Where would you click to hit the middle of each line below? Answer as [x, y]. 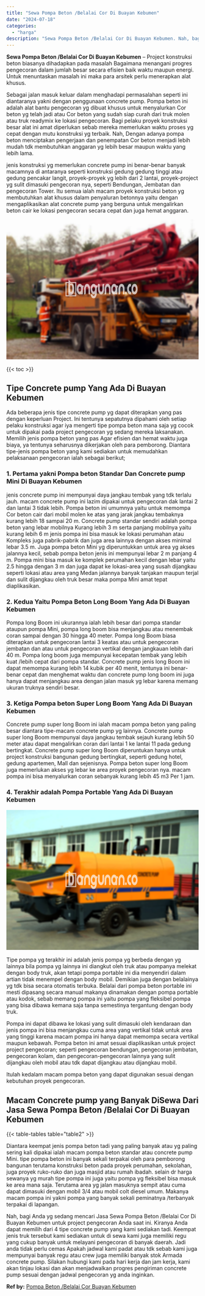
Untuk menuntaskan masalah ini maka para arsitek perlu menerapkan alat [99, 76]
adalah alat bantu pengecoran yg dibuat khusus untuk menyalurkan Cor [96, 108]
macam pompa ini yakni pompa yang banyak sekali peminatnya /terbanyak [100, 1198]
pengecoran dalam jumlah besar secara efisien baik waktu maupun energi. [100, 70]
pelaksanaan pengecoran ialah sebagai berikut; [66, 458]
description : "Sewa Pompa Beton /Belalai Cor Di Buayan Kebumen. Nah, [98, 39]
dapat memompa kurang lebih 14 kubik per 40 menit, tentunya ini [88, 668]
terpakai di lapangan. [33, 1204]
